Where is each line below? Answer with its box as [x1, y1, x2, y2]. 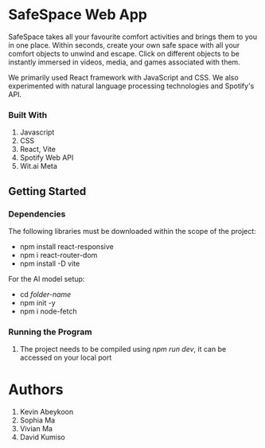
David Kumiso [19, 432, 65, 442]
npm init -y [19, 298, 56, 307]
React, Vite [19, 145, 56, 154]
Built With [8, 109, 48, 120]
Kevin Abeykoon [19, 407, 74, 417]
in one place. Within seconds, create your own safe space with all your [8, 40, 240, 49]
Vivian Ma [19, 424, 53, 434]
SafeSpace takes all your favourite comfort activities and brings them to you [8, 32, 257, 41]
